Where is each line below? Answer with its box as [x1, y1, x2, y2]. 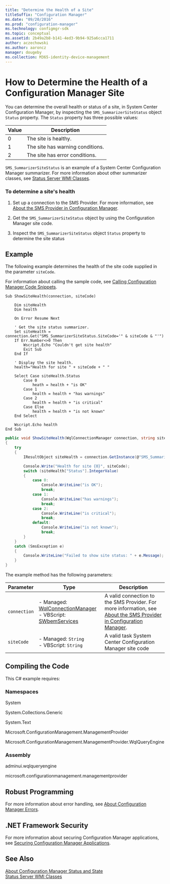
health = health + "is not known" [32, 409, 105, 414]
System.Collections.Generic [5, 710, 63, 716]
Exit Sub [23, 347, 42, 352]
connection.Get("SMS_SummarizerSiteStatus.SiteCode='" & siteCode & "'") [5, 334, 164, 339]
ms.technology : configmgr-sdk [5, 26, 69, 31]
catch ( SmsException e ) [14, 544, 65, 549]
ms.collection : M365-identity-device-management [5, 54, 110, 60]
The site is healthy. [27, 135, 72, 142]
